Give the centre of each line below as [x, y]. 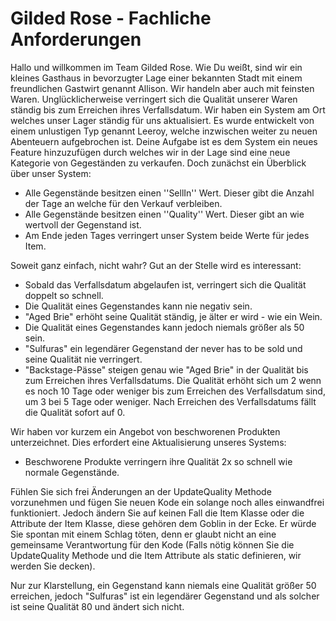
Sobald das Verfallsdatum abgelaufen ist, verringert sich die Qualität [165, 284]
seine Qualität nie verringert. [83, 359]
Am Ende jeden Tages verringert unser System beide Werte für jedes [167, 235]
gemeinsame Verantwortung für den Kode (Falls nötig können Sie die [152, 544]
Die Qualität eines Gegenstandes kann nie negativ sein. [138, 306]
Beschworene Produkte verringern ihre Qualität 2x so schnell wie [158, 461]
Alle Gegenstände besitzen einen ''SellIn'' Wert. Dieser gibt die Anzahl [169, 193]
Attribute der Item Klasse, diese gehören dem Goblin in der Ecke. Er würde [163, 523]
